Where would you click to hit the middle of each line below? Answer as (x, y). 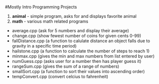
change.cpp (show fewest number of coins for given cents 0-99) (77, 36)
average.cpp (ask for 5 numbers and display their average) (71, 30)
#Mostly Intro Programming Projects (41, 7)
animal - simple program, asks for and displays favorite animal (74, 16)
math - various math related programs (50, 21)
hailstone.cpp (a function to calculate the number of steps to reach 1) (81, 51)
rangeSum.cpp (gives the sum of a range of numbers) (65, 66)
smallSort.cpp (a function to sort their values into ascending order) (78, 71)
